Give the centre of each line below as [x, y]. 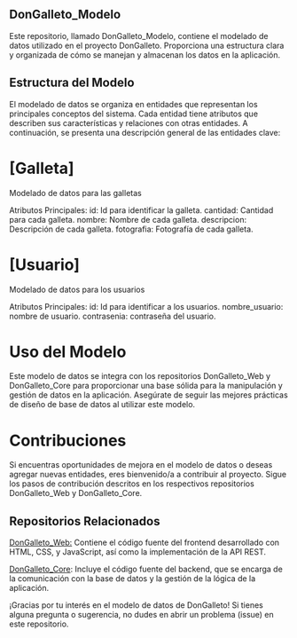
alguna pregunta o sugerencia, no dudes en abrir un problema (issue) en [142, 615]
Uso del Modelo [68, 352]
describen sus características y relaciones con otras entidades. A [129, 122]
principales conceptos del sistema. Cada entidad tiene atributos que [134, 114]
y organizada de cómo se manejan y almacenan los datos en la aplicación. [145, 55]
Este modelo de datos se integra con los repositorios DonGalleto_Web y [140, 376]
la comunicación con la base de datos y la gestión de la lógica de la [133, 579]
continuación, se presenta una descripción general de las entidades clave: [145, 132]
